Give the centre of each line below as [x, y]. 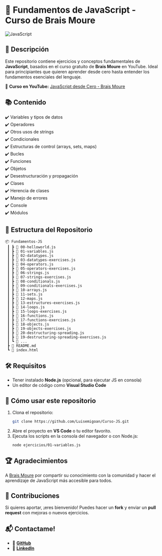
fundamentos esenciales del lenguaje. [43, 77]
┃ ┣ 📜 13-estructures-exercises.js [43, 303]
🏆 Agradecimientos [36, 461]
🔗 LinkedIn [23, 548]
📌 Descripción [27, 49]
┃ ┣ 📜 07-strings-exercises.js [39, 277]
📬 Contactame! [30, 529]
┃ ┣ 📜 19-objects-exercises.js [39, 329]
